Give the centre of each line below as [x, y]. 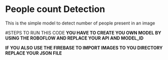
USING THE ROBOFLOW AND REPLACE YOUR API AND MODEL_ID [74, 38]
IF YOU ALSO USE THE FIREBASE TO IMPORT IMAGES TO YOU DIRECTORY [84, 47]
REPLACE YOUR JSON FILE [34, 53]
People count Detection [55, 9]
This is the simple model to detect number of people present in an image [80, 23]
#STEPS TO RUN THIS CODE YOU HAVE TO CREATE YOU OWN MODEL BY [83, 32]
